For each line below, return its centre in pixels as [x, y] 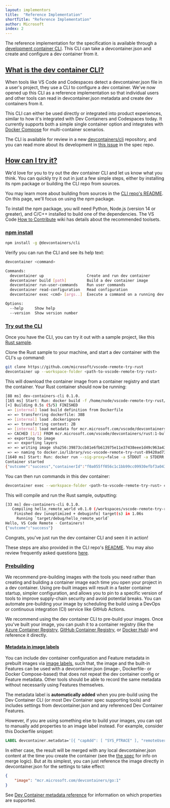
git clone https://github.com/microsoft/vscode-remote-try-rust [74, 367]
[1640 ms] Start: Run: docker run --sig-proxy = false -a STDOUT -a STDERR [85, 457]
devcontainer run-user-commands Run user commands [68, 285]
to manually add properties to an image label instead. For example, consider [84, 726]
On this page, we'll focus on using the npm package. [60, 198]
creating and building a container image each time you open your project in [83, 582]
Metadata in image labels [32, 647]
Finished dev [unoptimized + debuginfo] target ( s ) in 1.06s [79, 514]
